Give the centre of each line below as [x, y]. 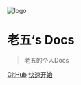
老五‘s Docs [41, 40]
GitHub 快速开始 [30, 74]
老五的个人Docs [46, 60]
